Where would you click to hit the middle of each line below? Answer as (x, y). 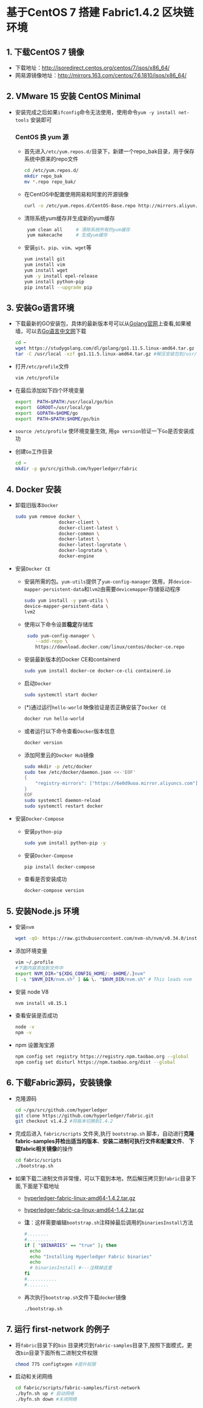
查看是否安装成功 (45, 879)
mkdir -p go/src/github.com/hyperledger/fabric (76, 469)
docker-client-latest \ (88, 528)
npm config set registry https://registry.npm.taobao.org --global (102, 1057)
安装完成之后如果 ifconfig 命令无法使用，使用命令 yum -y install (95, 112)
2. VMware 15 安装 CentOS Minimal (74, 96)
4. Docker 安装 (34, 489)
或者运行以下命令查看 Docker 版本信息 (69, 731)
